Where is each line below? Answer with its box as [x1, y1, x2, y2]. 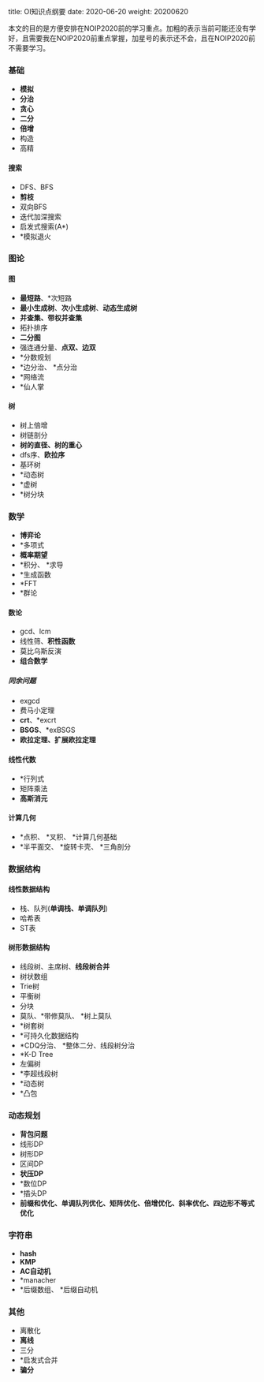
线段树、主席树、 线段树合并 [19, 962, 110, 972]
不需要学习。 [8, 43, 50, 53]
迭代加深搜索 [19, 211, 61, 221]
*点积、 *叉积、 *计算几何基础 [19, 831, 117, 842]
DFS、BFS [19, 182, 54, 192]
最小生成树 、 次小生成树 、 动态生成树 [19, 303, 138, 312]
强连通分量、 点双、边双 [19, 342, 96, 352]
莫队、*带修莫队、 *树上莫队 [19, 1011, 112, 1021]
